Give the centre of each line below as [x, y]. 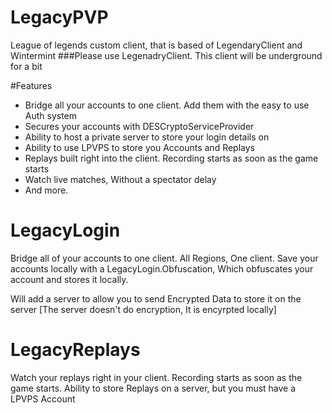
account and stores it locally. [69, 279]
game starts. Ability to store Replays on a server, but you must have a [153, 388]
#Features [31, 85]
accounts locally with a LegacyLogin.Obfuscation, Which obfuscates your [162, 268]
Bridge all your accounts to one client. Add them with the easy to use [167, 105]
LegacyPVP [59, 17]
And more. [46, 190]
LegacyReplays [75, 350]
